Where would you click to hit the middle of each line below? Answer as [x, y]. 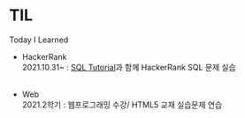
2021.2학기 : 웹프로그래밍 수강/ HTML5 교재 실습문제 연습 [122, 104]
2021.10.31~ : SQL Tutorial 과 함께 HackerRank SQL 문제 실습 [129, 67]
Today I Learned [39, 40]
